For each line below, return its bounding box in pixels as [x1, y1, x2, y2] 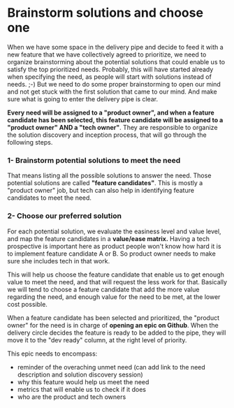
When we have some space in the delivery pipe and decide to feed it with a [7, 43, 224, 51]
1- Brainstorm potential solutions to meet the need [7, 155, 181, 165]
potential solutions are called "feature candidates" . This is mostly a [7, 179, 203, 187]
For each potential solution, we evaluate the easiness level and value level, [7, 227, 221, 235]
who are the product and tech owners [17, 393, 126, 401]
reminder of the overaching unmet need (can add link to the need [17, 363, 206, 371]
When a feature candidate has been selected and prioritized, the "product [7, 313, 220, 322]
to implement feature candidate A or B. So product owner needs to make [7, 249, 217, 258]
